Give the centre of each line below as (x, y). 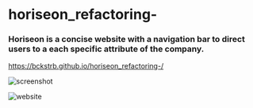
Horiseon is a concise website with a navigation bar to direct (127, 39)
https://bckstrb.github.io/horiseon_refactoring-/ (86, 66)
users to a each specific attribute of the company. (106, 49)
